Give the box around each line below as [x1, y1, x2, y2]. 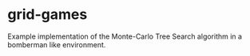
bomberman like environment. [7, 39, 106, 49]
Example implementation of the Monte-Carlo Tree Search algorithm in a [7, 32, 243, 41]
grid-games [7, 6, 88, 24]
